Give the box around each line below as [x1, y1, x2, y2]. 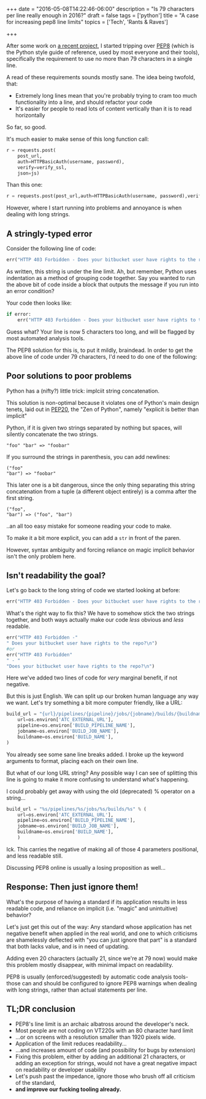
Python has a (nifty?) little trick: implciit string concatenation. [6, 387, 160, 394]
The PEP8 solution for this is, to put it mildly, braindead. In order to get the [6, 346, 193, 354]
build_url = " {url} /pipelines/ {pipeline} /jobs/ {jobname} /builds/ [6, 711, 177, 718]
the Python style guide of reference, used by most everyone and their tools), [6, 49, 200, 56]
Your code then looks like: [6, 299, 72, 307]
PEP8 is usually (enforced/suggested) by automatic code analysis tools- [6, 973, 189, 980]
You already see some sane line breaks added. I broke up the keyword [6, 751, 184, 758]
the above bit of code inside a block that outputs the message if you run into [6, 281, 199, 288]
